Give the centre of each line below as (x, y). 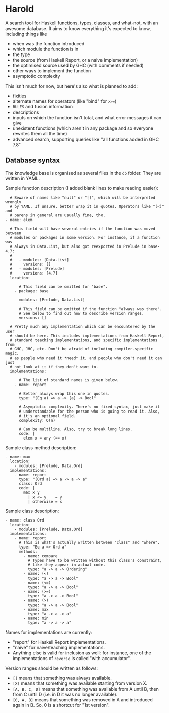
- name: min (36, 618)
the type (21, 54)
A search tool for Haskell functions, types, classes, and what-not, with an (82, 23)
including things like (26, 34)
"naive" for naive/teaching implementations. (59, 647)
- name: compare (41, 556)
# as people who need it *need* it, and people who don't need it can (86, 358)
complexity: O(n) (37, 420)
